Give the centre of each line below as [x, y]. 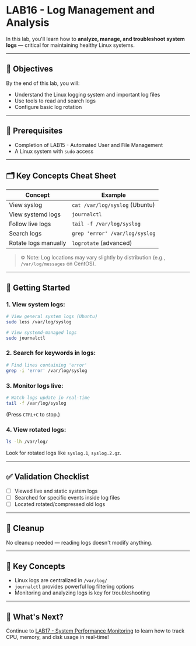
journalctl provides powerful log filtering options [74, 587]
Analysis [28, 23]
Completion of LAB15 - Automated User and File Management [89, 145]
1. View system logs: [36, 304]
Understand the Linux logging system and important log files [87, 94]
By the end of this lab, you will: [43, 83]
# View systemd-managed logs [41, 332]
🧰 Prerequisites [34, 131]
